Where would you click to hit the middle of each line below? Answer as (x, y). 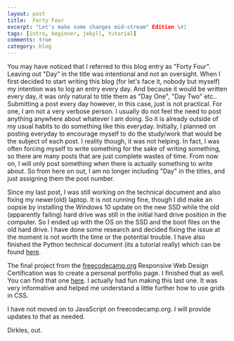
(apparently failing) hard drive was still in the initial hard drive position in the (117, 214)
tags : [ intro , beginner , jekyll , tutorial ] (72, 33)
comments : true (30, 40)
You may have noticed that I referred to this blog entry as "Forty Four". (109, 66)
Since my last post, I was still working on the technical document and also (114, 192)
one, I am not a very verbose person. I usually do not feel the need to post (114, 111)
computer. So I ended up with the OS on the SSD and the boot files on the (114, 222)
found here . (24, 252)
